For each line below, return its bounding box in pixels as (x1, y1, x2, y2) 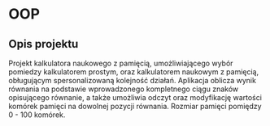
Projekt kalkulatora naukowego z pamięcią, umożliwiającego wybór (8, 58, 233, 68)
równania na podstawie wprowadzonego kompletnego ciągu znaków (8, 84, 239, 94)
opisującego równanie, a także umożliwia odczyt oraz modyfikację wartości (8, 93, 263, 102)
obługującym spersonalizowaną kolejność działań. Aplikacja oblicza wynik (8, 76, 256, 85)
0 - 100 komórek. (8, 110, 66, 120)
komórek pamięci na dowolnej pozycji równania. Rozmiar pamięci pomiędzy (8, 102, 262, 111)
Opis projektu (8, 37, 79, 51)
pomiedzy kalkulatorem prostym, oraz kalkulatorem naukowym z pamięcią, (8, 67, 259, 77)
